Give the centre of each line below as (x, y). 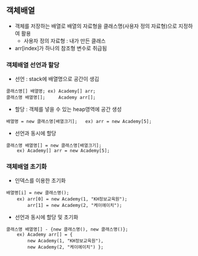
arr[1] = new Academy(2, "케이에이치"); (75, 206)
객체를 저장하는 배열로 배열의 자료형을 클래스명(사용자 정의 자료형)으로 (96, 26)
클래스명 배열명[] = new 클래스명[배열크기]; (54, 146)
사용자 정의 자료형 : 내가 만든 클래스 (65, 41)
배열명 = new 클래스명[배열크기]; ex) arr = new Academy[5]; (79, 122)
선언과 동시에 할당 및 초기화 (47, 217)
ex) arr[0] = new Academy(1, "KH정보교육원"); (72, 199)
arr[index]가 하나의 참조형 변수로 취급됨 (61, 48)
